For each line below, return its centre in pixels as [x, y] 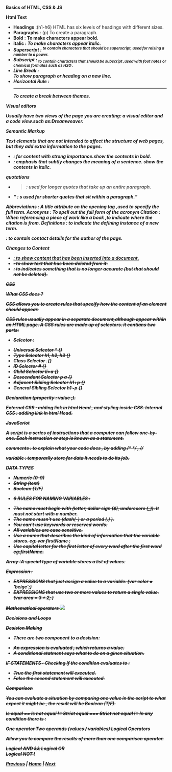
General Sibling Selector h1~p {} [48, 388]
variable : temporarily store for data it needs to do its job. [68, 458]
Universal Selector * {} [38, 350]
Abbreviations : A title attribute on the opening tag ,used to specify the [83, 207]
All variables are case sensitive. [48, 530]
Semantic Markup [25, 131]
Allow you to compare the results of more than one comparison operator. [85, 739]
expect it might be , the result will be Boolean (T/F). [61, 704]
